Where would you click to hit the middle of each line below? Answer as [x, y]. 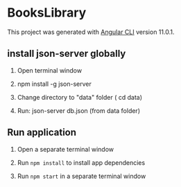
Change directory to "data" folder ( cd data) [80, 97]
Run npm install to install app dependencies [81, 162]
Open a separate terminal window [66, 149]
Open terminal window [49, 70]
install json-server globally [67, 54]
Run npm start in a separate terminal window [81, 176]
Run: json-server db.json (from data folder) [79, 110]
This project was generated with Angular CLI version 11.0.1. [91, 32]
